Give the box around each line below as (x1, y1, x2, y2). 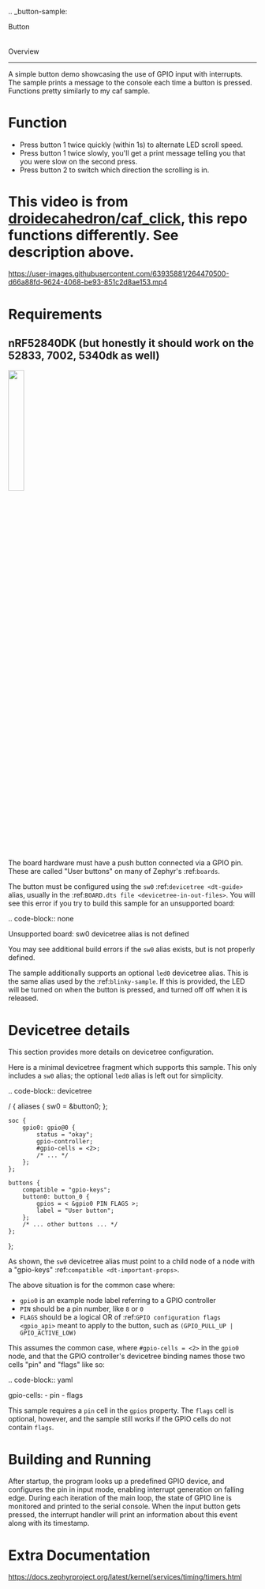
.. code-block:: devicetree (8, 1086, 92, 1096)
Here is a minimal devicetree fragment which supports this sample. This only (8, 1063, 257, 1072)
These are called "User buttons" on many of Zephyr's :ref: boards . (8, 867, 221, 876)
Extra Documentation (8, 1546, 151, 1564)
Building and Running (8, 1450, 151, 1468)
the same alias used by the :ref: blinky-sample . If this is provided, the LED (8, 977, 246, 986)
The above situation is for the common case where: (8, 1280, 175, 1290)
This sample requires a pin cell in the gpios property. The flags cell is (8, 1406, 234, 1415)
